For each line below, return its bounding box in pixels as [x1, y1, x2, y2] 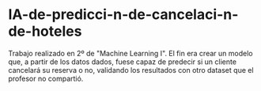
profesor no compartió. [8, 74, 84, 83]
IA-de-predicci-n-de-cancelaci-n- [8, 6, 239, 24]
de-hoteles [8, 22, 82, 40]
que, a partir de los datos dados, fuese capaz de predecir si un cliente [8, 57, 237, 66]
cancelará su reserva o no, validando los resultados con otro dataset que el [8, 65, 255, 74]
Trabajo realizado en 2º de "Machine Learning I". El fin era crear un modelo [8, 48, 253, 58]
